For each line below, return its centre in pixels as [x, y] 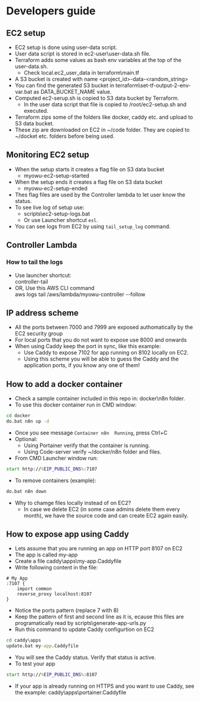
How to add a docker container [64, 384]
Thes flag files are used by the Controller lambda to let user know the [100, 195]
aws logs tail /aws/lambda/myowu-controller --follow [80, 294]
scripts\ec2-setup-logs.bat [57, 214]
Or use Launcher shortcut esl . [61, 220]
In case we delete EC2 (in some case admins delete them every [102, 509]
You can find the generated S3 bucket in [64, 85]
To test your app [35, 664]
